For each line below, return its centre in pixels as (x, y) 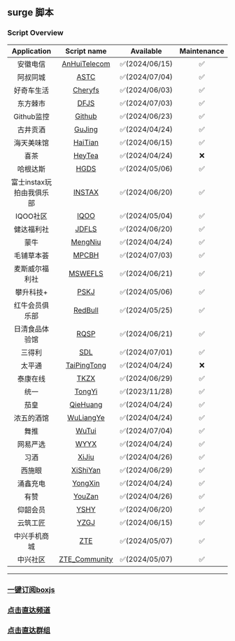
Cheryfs (86, 89)
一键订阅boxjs (31, 589)
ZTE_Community (86, 559)
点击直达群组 (29, 631)
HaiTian (86, 142)
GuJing (86, 129)
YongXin (86, 483)
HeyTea (86, 155)
